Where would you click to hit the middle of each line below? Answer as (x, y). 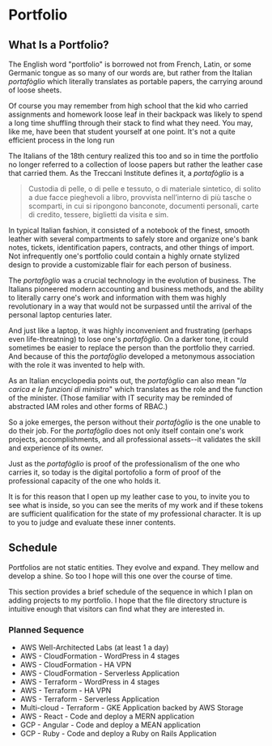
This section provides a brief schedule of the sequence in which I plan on (131, 591)
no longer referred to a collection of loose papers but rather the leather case (136, 164)
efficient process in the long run (62, 140)
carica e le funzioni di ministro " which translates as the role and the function (136, 389)
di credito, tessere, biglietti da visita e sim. (98, 215)
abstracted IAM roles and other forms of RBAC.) (88, 406)
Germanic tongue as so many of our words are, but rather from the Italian (130, 73)
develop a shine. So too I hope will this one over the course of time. (121, 576)
